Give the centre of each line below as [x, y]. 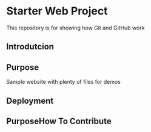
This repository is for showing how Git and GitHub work [75, 28]
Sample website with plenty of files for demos [64, 82]
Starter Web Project [57, 11]
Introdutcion [30, 47]
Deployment [30, 101]
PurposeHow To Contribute [59, 121]
